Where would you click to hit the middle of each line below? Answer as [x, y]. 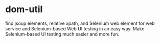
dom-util [24, 9]
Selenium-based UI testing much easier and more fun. [62, 34]
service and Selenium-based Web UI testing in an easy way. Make [75, 28]
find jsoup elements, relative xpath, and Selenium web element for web [80, 23]
